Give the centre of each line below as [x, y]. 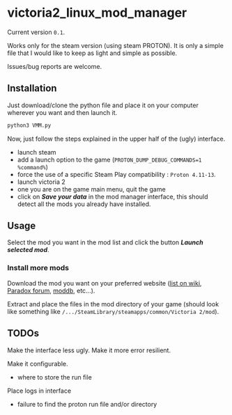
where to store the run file [54, 377]
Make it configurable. [38, 363]
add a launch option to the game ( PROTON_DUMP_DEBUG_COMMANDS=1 [109, 159]
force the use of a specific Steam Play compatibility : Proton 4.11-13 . [116, 174]
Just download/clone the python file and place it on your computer [103, 105]
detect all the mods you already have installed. [84, 204]
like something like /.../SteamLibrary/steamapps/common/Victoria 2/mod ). [113, 311]
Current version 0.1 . [36, 32]
